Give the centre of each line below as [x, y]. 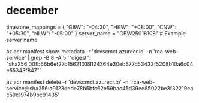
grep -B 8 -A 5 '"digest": [61, 57]
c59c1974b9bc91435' [33, 95]
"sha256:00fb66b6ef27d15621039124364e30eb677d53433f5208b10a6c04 [100, 64]
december [32, 10]
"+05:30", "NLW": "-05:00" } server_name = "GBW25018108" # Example [96, 33]
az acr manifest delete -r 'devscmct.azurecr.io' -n [67, 82]
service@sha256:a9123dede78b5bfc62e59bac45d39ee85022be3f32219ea [100, 88]
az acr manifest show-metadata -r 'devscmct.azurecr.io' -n [79, 51]
